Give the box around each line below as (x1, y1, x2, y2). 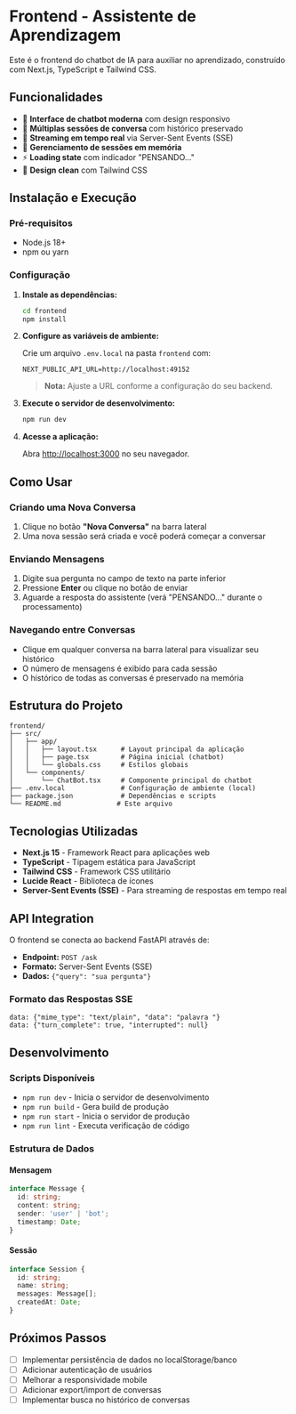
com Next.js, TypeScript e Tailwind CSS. (9, 64, 157, 75)
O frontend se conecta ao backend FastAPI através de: (9, 934, 211, 945)
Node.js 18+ (21, 238, 67, 248)
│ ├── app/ (9, 737, 58, 747)
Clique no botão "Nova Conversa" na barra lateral (21, 521, 207, 532)
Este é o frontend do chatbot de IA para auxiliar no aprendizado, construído (9, 54, 286, 65)
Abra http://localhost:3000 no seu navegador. (21, 448, 190, 459)
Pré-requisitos (9, 217, 73, 230)
